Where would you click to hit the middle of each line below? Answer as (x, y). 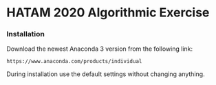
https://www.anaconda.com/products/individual (74, 62)
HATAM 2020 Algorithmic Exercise (108, 13)
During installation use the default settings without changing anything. (106, 74)
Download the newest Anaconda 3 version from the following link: (100, 49)
